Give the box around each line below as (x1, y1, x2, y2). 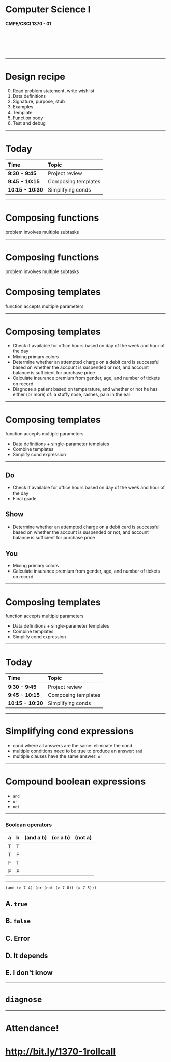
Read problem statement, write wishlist (12, 88, 95, 94)
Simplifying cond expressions (5, 726, 134, 737)
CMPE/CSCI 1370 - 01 (5, 20, 52, 26)
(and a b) (24, 834, 47, 841)
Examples (12, 104, 34, 110)
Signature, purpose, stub (12, 98, 65, 105)
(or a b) (51, 834, 70, 841)
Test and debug (12, 120, 46, 126)
